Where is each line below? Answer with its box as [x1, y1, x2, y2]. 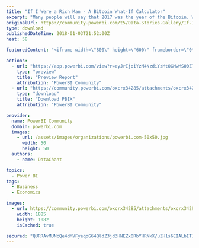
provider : [6, 112, 31, 119]
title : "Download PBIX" [17, 96, 76, 103]
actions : [6, 58, 28, 63]
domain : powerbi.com [11, 123, 62, 129]
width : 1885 [17, 211, 46, 217]
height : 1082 [17, 217, 49, 222]
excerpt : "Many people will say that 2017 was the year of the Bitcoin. [6, 14, 190, 20]
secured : [6, 233, 28, 239]
